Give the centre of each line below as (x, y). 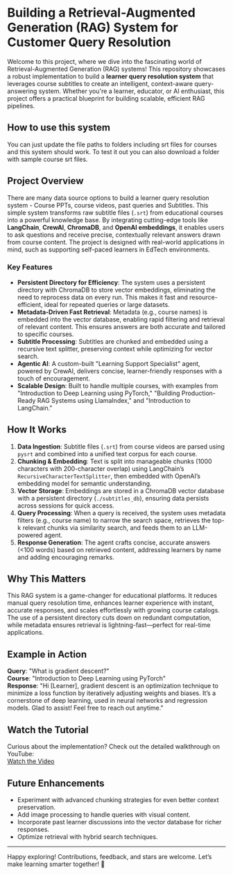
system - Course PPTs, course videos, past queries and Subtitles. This (108, 205)
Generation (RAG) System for (93, 27)
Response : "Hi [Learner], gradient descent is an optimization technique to (113, 686)
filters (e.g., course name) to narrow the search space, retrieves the (114, 520)
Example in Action (47, 654)
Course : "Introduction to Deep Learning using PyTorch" (87, 678)
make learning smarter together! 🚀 (56, 864)
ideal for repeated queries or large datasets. (107, 304)
